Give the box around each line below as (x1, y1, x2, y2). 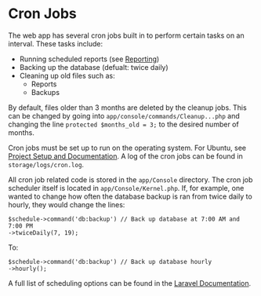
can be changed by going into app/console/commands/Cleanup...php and (8, 111, 241, 120)
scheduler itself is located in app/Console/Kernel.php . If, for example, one (8, 183, 245, 192)
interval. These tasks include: (8, 38, 103, 48)
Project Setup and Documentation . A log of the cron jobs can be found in (8, 151, 243, 161)
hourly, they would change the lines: (8, 199, 125, 209)
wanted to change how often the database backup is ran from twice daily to (8, 192, 252, 201)
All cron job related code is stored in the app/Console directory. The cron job (8, 174, 253, 185)
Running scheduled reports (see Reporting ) (19, 54, 160, 64)
